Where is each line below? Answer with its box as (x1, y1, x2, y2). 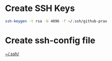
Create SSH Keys (5, 3, 75, 14)
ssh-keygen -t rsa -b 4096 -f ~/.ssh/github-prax (5, 19, 108, 24)
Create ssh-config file (5, 35, 96, 46)
